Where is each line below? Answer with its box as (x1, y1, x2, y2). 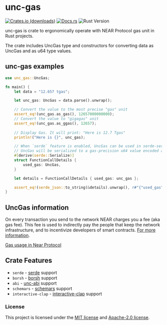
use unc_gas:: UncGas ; (5, 75, 50, 81)
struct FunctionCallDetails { (14, 158, 77, 163)
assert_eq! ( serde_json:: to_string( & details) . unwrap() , (14, 185, 130, 190)
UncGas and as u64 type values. (5, 48, 72, 54)
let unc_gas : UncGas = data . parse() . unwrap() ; (14, 98, 112, 103)
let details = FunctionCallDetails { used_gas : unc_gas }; (14, 176, 139, 181)
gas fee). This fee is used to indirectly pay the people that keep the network (5, 222, 161, 228)
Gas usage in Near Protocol (5, 242, 62, 248)
